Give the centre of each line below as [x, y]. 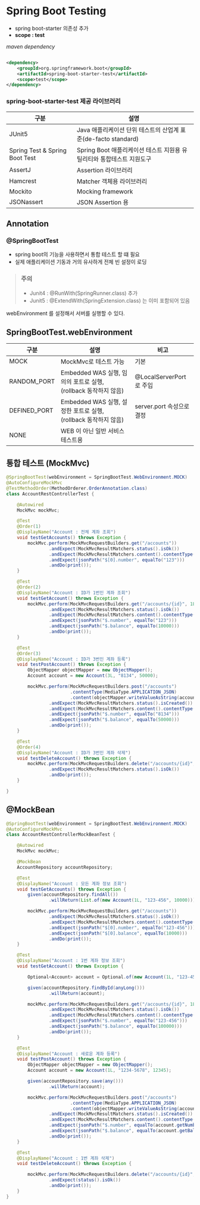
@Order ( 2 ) [29, 587]
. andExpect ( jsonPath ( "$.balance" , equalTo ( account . [114, 1131]
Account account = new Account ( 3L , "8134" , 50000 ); [93, 676]
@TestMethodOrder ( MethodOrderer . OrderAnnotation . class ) [77, 488]
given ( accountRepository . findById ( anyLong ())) [86, 988]
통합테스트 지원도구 [126, 159]
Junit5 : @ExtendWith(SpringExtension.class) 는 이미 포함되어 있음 [110, 300]
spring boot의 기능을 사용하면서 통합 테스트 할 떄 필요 [77, 254]
